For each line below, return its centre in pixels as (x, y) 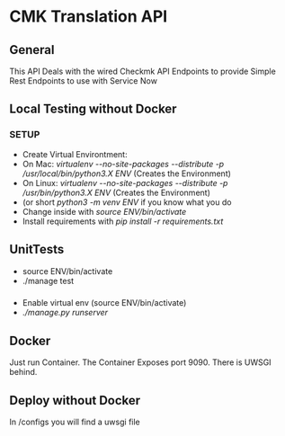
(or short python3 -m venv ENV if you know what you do (127, 202)
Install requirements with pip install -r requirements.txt (123, 221)
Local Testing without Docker (93, 109)
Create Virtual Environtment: (75, 154)
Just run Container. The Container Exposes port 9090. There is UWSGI (140, 362)
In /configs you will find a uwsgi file (75, 422)
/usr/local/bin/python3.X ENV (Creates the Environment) (127, 174)
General (32, 50)
